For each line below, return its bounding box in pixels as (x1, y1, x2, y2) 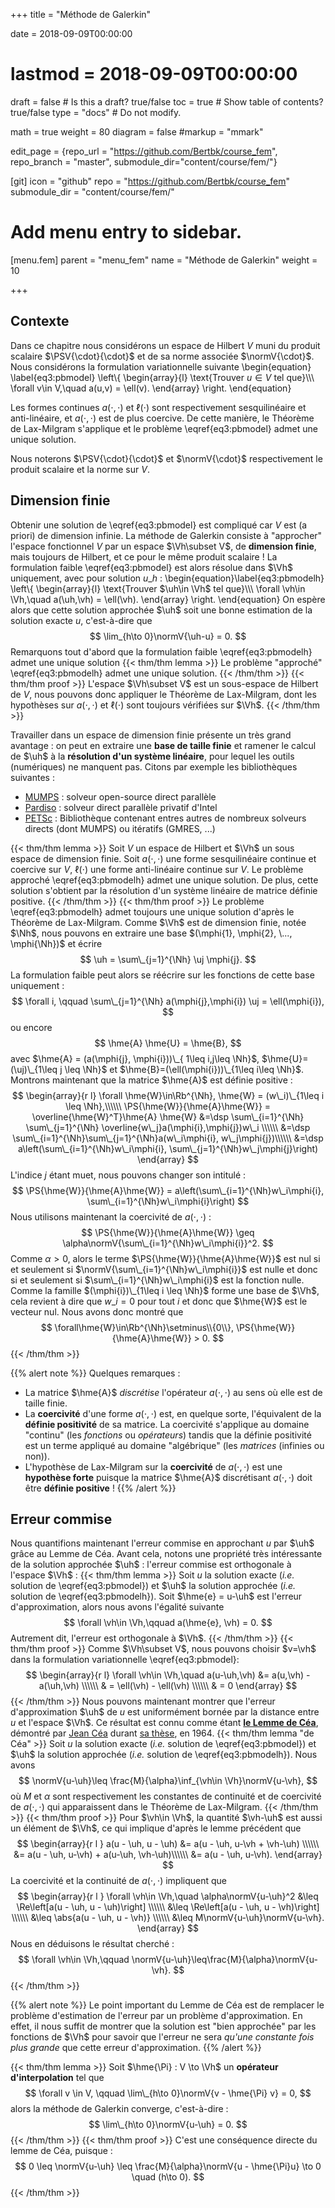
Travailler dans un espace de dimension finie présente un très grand (10, 729, 292, 741)
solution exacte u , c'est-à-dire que (10, 614, 153, 626)
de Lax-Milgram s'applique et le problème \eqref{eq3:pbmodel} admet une (10, 422, 318, 434)
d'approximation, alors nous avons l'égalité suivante (10, 1601, 225, 1613)
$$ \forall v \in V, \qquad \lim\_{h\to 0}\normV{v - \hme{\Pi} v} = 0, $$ (24, 2087, 312, 2099)
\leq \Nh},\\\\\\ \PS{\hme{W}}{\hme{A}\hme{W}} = (64, 1100, 272, 1112)
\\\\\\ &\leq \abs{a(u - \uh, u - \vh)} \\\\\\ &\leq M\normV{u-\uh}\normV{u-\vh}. (11, 1912, 325, 1924)
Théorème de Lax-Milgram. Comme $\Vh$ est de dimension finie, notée (10, 916, 307, 928)
